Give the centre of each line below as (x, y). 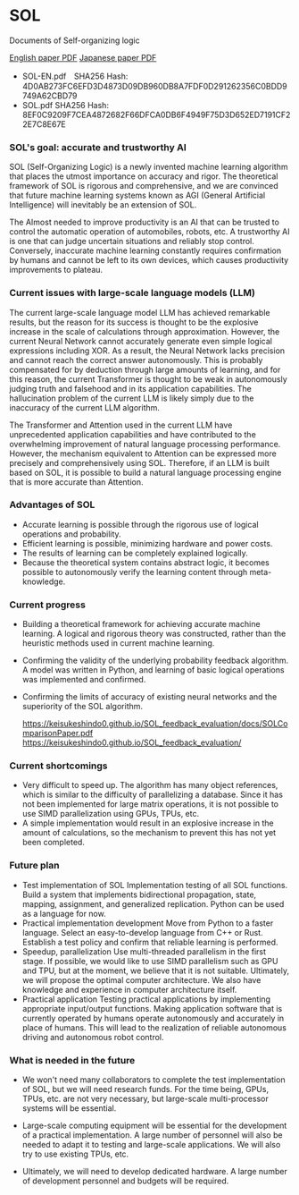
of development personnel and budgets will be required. (125, 1181)
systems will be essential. (69, 1108)
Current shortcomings (59, 766)
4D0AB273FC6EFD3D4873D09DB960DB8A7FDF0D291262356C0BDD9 (154, 86)
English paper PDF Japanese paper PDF (83, 57)
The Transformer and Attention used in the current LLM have (121, 425)
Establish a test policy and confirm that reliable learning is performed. (150, 942)
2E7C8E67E (44, 124)
